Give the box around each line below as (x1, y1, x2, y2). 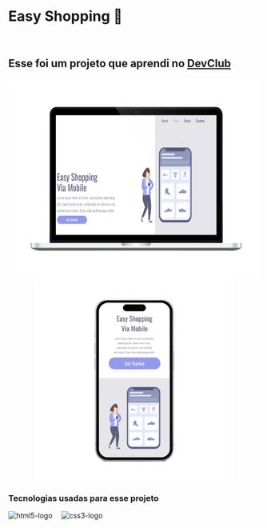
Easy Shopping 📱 (8, 7, 123, 26)
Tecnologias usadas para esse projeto (8, 492, 159, 503)
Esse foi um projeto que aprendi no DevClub (8, 57, 232, 70)
